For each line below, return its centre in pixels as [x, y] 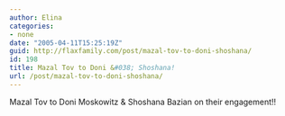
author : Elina [36, 18]
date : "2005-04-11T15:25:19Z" [66, 43]
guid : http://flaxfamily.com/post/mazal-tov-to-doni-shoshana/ [131, 51]
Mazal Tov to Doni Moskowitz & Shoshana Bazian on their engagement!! [143, 102]
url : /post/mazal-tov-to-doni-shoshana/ [87, 76]
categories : [32, 26]
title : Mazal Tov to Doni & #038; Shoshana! [92, 68]
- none [22, 34]
